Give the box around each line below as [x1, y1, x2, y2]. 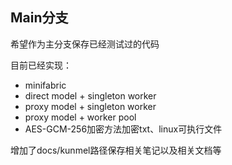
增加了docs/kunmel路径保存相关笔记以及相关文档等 [10, 144, 222, 156]
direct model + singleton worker [24, 89, 157, 102]
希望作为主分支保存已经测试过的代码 [10, 38, 160, 50]
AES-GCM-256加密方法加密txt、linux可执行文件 [24, 123, 223, 135]
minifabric [24, 79, 67, 91]
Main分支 [10, 9, 69, 27]
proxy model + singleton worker [24, 100, 157, 112]
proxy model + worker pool [24, 111, 137, 123]
